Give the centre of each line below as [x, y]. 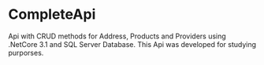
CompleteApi [52, 14]
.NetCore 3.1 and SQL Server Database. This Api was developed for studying [132, 44]
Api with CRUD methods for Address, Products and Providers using [117, 36]
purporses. [26, 52]
